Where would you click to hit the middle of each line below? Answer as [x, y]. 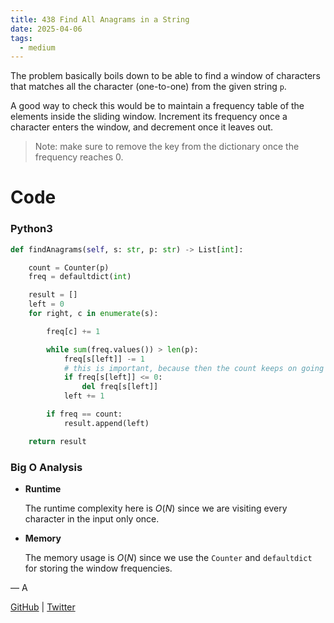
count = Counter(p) [69, 267]
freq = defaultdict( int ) [80, 277]
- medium [37, 47]
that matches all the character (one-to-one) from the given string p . [148, 87]
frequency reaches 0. [79, 157]
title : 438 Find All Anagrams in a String [100, 19]
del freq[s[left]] [120, 387]
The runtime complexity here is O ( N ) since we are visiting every [156, 508]
